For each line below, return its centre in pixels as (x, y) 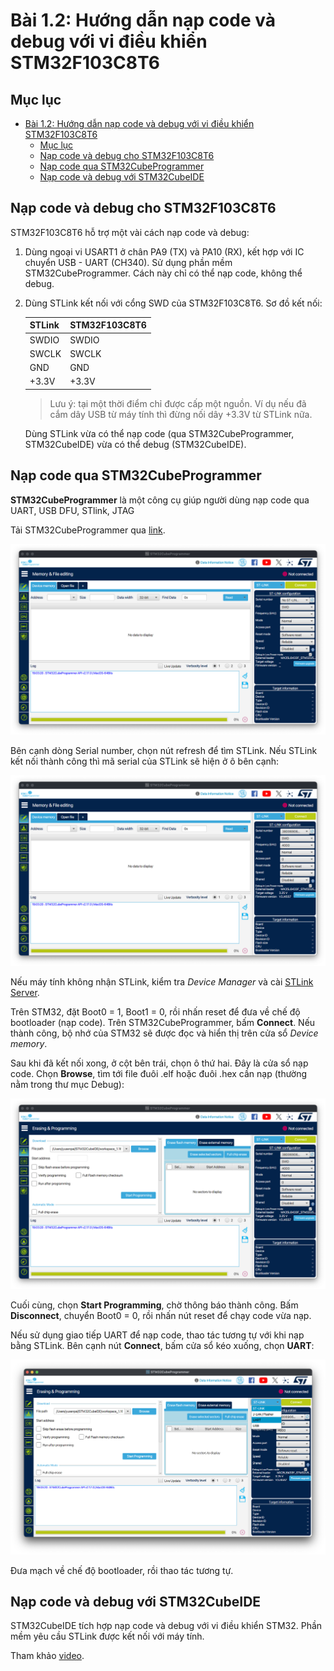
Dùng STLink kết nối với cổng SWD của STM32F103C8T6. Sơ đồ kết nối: (173, 303)
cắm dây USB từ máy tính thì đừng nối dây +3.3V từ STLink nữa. (181, 414)
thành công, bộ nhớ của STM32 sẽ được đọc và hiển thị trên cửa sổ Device (164, 1033)
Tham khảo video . (47, 1656)
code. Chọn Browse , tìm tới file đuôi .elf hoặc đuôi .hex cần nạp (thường (159, 1073)
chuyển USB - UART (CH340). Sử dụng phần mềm (128, 262)
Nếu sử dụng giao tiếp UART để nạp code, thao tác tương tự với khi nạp (157, 1335)
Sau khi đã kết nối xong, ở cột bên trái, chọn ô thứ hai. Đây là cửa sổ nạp (159, 1063)
